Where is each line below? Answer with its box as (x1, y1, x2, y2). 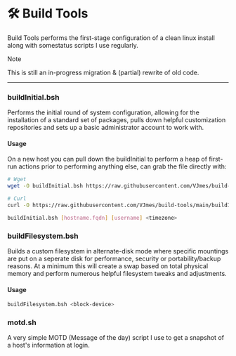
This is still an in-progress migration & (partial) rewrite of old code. (7, 68, 199, 77)
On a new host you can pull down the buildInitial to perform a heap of (7, 155, 208, 164)
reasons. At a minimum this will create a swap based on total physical (7, 262, 209, 270)
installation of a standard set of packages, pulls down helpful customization (7, 116, 226, 124)
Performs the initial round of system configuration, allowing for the (7, 108, 200, 117)
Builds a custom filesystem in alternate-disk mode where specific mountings (7, 247, 229, 256)
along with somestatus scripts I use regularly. (7, 41, 138, 49)
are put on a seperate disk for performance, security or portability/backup (7, 254, 221, 263)
